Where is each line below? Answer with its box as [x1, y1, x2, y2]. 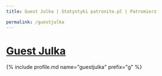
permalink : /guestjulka [6, 19, 65, 25]
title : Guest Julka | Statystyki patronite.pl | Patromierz [6, 8, 157, 15]
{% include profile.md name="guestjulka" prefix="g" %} [6, 64, 143, 71]
